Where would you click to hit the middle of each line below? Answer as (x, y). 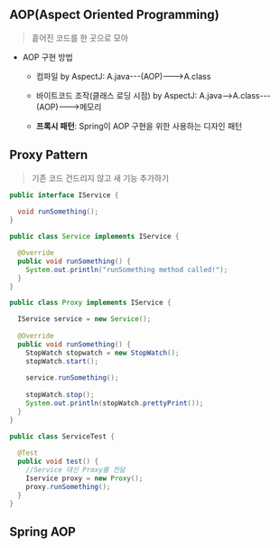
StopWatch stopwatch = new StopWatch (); (103, 353)
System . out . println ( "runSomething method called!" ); (127, 269)
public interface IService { (64, 195)
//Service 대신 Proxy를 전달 (76, 470)
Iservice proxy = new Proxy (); (84, 478)
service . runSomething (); (72, 378)
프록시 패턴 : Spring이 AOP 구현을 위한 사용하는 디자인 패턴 (139, 126)
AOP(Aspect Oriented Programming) (114, 15)
